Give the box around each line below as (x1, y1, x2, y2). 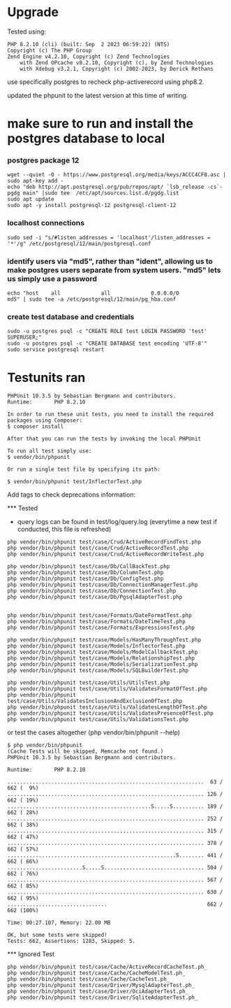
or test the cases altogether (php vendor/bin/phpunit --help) (7, 728, 180, 737)
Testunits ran (7, 369, 86, 385)
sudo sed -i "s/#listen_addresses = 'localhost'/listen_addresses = (7, 234, 211, 241)
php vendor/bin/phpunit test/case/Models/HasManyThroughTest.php (7, 637, 201, 644)
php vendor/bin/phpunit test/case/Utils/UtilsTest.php (7, 679, 170, 686)
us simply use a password (7, 274, 98, 283)
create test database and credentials (7, 312, 135, 322)
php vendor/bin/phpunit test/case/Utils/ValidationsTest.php (7, 716, 189, 723)
